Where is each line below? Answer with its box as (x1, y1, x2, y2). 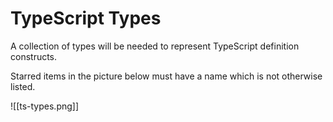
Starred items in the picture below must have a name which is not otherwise (10, 70, 323, 82)
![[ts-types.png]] (10, 100, 80, 112)
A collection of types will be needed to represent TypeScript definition (10, 40, 300, 52)
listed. (10, 80, 36, 92)
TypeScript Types (10, 7, 162, 30)
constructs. (10, 50, 58, 62)
